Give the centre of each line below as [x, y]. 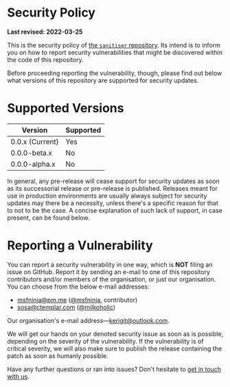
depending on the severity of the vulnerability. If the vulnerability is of [105, 341]
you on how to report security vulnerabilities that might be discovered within [115, 52]
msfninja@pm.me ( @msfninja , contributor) [77, 300]
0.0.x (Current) [35, 141]
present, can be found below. [48, 218]
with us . [18, 376]
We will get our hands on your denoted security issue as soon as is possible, [115, 334]
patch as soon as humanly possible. [58, 355]
